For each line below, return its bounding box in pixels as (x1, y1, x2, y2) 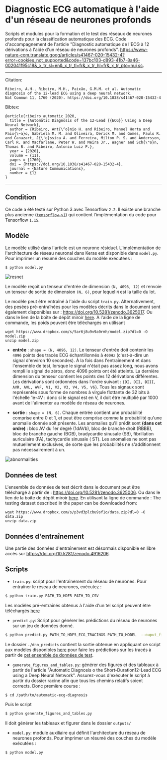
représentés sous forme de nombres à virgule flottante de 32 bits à (12, 389, 150, 395)
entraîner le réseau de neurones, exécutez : (12, 583, 102, 590)
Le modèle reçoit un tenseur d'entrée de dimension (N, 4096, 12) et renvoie (5, 284, 162, 290)
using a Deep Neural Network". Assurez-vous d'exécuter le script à (12, 672, 150, 678)
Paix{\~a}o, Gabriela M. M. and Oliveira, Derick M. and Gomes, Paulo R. (5, 131, 162, 136)
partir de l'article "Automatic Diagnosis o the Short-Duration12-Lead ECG (12, 667, 162, 673)
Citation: (5, 76, 22, 83)
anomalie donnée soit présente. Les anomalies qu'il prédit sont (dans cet (12, 420, 162, 426)
